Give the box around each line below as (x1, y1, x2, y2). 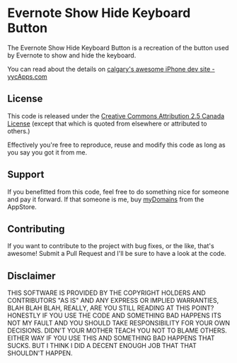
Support (7, 169, 45, 181)
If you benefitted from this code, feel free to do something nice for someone (7, 187, 230, 196)
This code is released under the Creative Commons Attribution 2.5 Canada (7, 111, 225, 120)
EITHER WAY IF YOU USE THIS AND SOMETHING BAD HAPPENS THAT (7, 334, 215, 342)
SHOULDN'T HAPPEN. (7, 349, 73, 357)
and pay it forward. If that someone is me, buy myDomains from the (7, 195, 204, 203)
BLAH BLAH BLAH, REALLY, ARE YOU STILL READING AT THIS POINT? (7, 303, 214, 313)
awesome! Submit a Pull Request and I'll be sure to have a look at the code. (7, 250, 226, 258)
